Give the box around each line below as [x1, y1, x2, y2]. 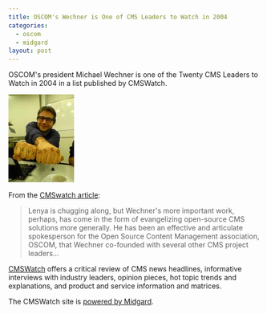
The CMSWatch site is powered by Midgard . [8, 297, 154, 307]
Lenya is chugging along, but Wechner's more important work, [27, 206, 235, 216]
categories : [8, 21, 48, 30]
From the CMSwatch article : [8, 190, 101, 200]
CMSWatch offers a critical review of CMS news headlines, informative [8, 264, 242, 274]
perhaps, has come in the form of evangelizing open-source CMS [27, 214, 245, 224]
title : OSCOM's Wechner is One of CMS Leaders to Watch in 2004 [8, 13, 228, 21]
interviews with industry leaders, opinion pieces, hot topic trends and [8, 273, 237, 283]
